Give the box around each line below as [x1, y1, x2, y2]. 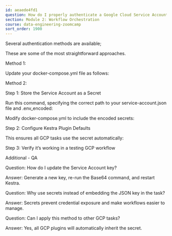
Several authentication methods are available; [5, 40, 101, 46]
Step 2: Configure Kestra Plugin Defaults [5, 125, 91, 131]
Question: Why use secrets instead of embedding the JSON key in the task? [5, 190, 165, 196]
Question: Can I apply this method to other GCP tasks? [5, 215, 120, 221]
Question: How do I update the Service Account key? [5, 164, 117, 171]
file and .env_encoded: [5, 105, 53, 111]
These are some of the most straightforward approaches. [5, 51, 126, 57]
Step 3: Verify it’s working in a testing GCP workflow [5, 145, 116, 151]
